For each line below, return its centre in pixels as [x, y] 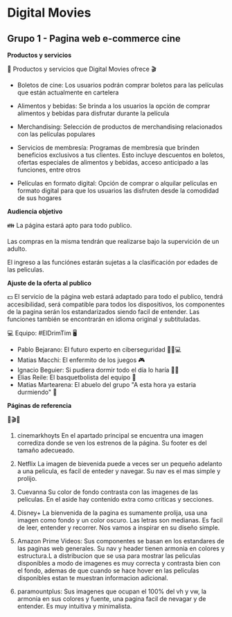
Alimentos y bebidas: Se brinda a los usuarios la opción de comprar [114, 106]
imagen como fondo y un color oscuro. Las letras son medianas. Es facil [120, 520]
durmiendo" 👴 [37, 392]
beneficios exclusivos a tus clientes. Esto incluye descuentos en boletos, [121, 155]
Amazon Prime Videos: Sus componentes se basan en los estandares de [121, 541]
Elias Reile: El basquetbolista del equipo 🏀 [77, 377]
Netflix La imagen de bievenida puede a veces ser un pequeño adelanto [120, 464]
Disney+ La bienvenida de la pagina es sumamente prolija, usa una [112, 513]
